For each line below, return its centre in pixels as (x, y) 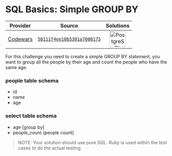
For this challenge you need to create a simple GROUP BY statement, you (83, 56)
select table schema (31, 116)
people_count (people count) (43, 132)
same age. (16, 67)
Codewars (20, 39)
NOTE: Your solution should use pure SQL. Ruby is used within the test (92, 142)
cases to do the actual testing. (50, 148)
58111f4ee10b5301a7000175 (69, 39)
